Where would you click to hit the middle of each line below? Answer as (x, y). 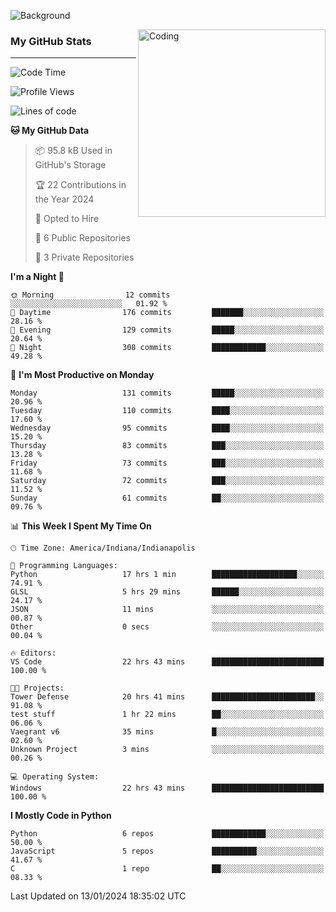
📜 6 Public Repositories (82, 238)
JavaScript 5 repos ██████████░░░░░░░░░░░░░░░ (167, 851)
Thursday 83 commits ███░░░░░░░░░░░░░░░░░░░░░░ (167, 446)
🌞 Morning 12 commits (90, 295)
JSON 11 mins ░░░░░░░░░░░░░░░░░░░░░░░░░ (167, 610)
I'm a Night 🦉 (37, 277)
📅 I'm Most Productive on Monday (82, 375)
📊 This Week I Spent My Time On (81, 526)
